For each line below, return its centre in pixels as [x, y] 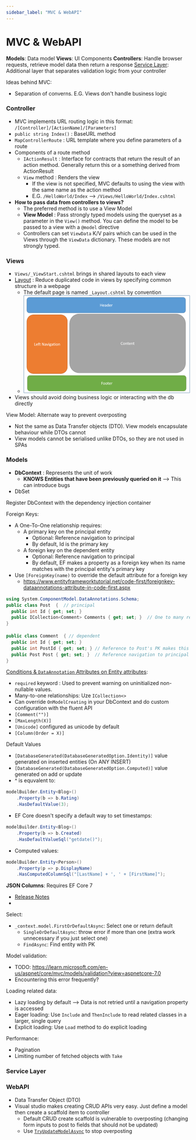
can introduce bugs [47, 485]
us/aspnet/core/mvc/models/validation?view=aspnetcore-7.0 [88, 973]
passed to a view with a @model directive [71, 227]
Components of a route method [52, 152]
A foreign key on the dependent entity [69, 550]
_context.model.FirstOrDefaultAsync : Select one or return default [94, 926]
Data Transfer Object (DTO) [47, 1100]
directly [24, 403]
